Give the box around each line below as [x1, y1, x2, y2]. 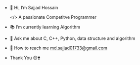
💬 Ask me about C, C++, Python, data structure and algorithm [9, 35, 136, 41]
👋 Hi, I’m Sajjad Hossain [9, 5, 58, 10]
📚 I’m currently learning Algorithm [9, 24, 81, 30]
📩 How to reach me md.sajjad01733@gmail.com [9, 45, 107, 51]
